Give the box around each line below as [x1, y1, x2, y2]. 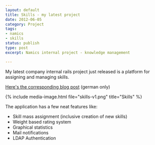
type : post [5, 45, 28, 50]
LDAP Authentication [12, 135, 56, 141]
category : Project [5, 21, 44, 27]
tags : [5, 26, 17, 32]
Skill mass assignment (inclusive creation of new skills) [12, 113, 128, 120]
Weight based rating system [12, 119, 71, 125]
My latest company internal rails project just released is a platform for [5, 68, 150, 74]
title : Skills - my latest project [5, 12, 81, 17]
